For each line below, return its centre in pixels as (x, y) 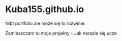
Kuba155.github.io (45, 9)
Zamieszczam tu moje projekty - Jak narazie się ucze (61, 33)
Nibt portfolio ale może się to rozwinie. (45, 23)
